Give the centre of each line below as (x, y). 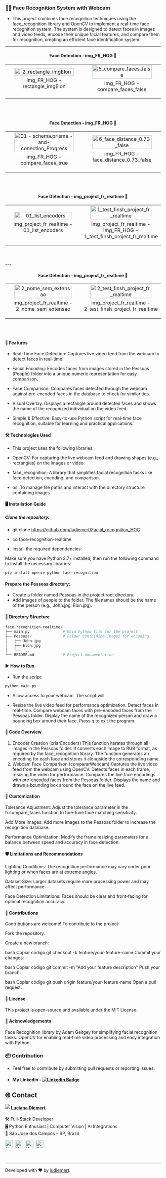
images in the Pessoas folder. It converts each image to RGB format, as (84, 748)
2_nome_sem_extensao (43, 309)
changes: (15, 958)
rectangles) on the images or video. (48, 463)
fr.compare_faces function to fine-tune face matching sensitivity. (71, 812)
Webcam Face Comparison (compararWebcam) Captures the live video (85, 764)
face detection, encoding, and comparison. (56, 478)
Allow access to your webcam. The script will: (59, 695)
